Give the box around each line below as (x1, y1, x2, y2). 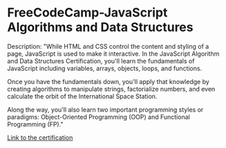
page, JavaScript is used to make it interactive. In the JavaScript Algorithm (7, 50, 220, 58)
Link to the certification (7, 133, 73, 142)
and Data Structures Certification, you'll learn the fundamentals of (7, 56, 195, 65)
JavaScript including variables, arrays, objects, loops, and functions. (7, 64, 203, 72)
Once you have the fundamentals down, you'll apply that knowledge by (7, 77, 209, 85)
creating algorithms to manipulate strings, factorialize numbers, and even (7, 85, 216, 93)
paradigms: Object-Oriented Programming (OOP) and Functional (7, 112, 190, 121)
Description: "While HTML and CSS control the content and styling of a (7, 42, 209, 50)
